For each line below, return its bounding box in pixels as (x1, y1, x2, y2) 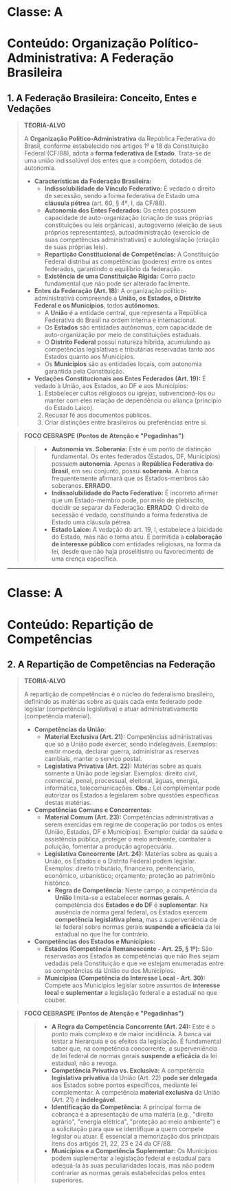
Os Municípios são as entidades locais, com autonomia (44, 360, 202, 368)
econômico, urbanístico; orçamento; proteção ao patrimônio (44, 872, 215, 880)
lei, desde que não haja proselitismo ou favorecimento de (51, 548, 214, 556)
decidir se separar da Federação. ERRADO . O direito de (51, 504, 209, 512)
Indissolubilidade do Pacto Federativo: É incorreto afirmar (51, 489, 219, 497)
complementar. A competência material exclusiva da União (51, 1088, 221, 1097)
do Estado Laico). (44, 404, 95, 412)
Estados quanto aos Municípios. (44, 352, 135, 361)
